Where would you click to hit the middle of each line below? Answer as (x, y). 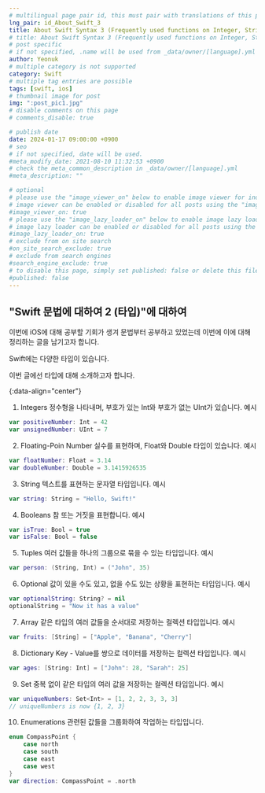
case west (39, 766)
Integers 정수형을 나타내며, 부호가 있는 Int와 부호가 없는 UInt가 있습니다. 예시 (138, 408)
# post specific (35, 45)
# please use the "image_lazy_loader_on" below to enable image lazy (125, 219)
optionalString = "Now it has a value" (74, 607)
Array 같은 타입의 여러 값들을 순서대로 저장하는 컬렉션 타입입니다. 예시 (127, 621)
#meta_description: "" (46, 176)
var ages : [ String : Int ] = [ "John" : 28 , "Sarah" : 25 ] (99, 668)
